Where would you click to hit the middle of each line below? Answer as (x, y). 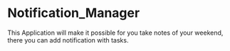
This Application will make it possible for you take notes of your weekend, (115, 33)
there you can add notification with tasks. (68, 40)
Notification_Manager (74, 13)
